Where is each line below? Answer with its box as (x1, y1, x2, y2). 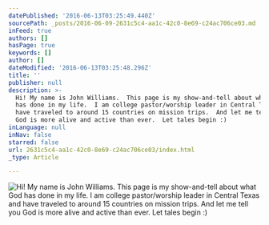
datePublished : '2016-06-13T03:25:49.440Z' (8, 11, 156, 20)
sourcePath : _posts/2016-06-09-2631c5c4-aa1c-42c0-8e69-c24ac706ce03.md (8, 19, 256, 27)
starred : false (8, 138, 59, 147)
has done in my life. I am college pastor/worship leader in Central (15, 101, 256, 109)
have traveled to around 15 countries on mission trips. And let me (15, 109, 252, 117)
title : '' (8, 71, 42, 79)
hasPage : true (8, 42, 56, 50)
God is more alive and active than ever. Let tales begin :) (15, 116, 227, 124)
